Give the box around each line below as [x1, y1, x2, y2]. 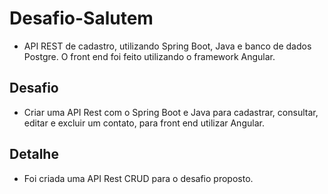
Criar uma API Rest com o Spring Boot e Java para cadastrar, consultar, [23, 106, 319, 118]
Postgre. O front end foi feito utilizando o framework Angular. [23, 50, 276, 62]
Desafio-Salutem [9, 7, 154, 30]
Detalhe [9, 146, 59, 163]
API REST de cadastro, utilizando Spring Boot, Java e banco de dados [23, 40, 312, 52]
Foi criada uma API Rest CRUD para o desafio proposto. [23, 172, 254, 184]
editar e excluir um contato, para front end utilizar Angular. [23, 117, 265, 129]
